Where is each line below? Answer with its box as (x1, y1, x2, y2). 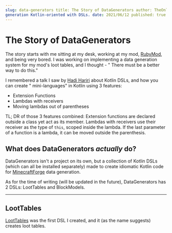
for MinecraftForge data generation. (5, 169, 81, 175)
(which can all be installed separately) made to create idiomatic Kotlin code (5, 164, 164, 170)
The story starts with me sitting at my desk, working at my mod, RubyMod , (5, 51, 162, 57)
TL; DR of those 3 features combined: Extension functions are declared (5, 113, 155, 120)
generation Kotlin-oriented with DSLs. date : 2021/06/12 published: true (5, 12, 166, 17)
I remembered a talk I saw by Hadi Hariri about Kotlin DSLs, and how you (5, 77, 159, 83)
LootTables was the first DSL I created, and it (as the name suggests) (5, 218, 151, 224)
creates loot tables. (5, 223, 46, 229)
